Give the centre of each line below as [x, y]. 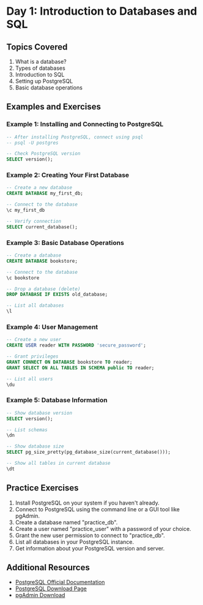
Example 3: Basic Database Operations [65, 242]
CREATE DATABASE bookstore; [42, 261]
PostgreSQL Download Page [51, 588]
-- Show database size [35, 446]
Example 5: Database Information [57, 400]
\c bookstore [23, 278]
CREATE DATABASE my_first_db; [45, 194]
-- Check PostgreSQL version [43, 154]
